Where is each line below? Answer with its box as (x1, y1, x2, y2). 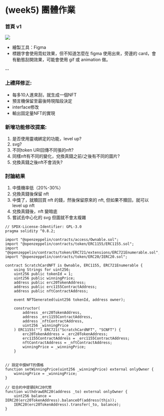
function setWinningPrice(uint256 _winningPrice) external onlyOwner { (5, 367, 154, 372)
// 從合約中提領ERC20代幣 (5, 385, 52, 390)
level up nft (12, 203, 35, 208)
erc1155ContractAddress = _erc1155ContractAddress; (22, 336, 130, 341)
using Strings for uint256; (14, 267, 71, 272)
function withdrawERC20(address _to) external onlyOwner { (5, 390, 128, 394)
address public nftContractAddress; (14, 289, 89, 294)
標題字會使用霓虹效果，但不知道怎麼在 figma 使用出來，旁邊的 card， (12, 51, 152, 56)
